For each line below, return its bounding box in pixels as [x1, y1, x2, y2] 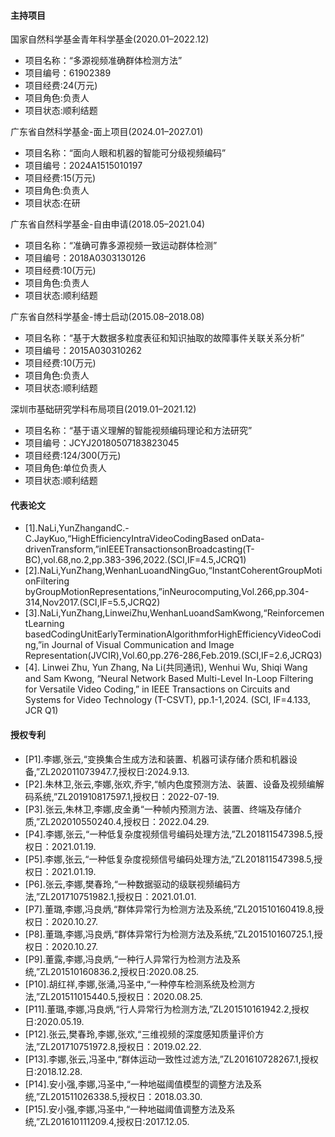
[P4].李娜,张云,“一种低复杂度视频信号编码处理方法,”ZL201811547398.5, [24, 828, 315, 840]
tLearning [24, 618, 65, 630]
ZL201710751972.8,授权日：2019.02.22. [39, 1040, 202, 1052]
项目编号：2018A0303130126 [24, 252, 147, 264]
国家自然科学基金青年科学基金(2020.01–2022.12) [10, 33, 210, 45]
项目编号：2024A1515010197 [24, 160, 143, 172]
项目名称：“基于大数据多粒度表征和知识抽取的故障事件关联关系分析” [24, 332, 305, 344]
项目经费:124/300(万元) [24, 450, 122, 462]
